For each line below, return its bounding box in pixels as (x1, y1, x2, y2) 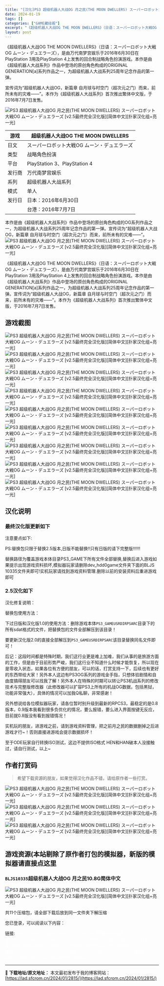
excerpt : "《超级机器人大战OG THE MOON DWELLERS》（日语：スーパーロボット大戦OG (5, 25, 157, 30)
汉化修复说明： (5, 600, 35, 605)
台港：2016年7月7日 (27, 206, 76, 213)
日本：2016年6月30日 (27, 197, 79, 203)
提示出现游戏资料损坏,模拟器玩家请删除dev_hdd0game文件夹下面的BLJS (9, 562, 155, 568)
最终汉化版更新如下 (5, 523, 50, 530)
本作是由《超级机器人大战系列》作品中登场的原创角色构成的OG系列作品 (5, 219, 149, 225)
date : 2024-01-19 (5, 12, 41, 17)
